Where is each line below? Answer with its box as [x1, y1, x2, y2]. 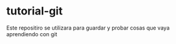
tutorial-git [6, 4, 63, 18]
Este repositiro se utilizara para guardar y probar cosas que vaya [6, 24, 170, 31]
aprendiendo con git [6, 30, 58, 37]
